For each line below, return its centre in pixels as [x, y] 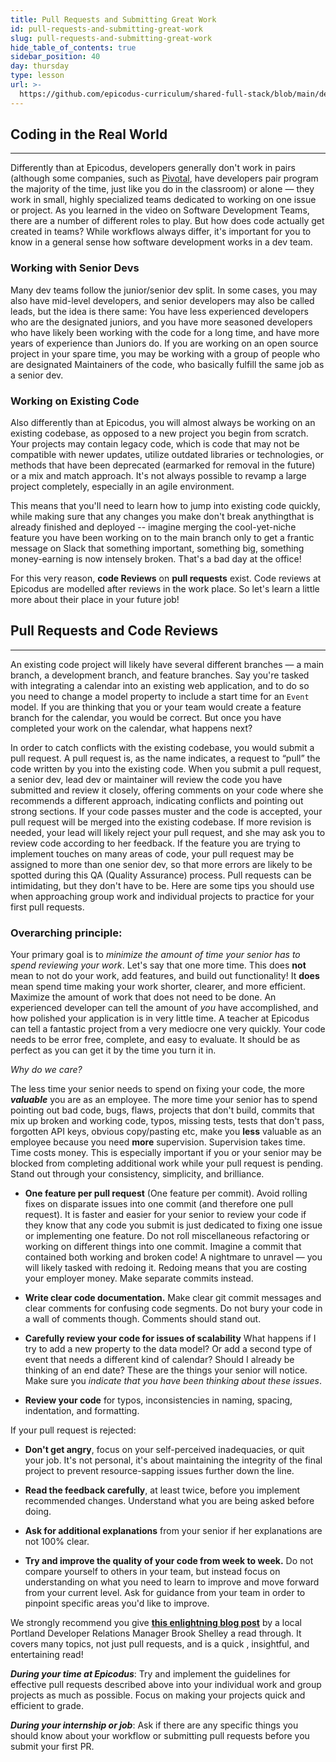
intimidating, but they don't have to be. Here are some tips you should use [162, 885]
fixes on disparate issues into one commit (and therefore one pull [159, 1204]
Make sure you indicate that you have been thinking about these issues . [173, 1381]
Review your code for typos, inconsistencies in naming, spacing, [158, 1400]
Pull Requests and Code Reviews [114, 631]
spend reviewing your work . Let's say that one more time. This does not [158, 965]
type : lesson [37, 76]
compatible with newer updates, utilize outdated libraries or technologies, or [167, 455]
